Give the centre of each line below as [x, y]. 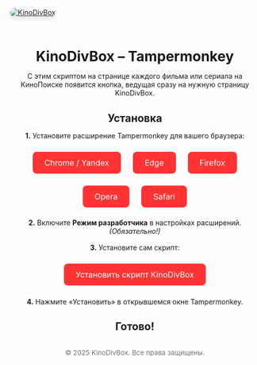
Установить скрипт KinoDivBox [135, 274]
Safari [165, 196]
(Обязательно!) [135, 231]
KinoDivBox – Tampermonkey [135, 57]
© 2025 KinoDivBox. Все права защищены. [135, 352]
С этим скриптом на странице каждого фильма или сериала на [135, 76]
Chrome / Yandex [77, 162]
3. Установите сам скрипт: [135, 247]
